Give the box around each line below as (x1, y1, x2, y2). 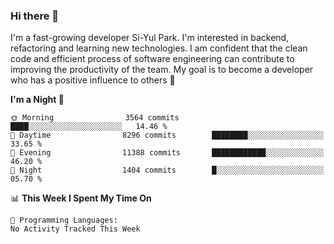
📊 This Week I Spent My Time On (10, 192, 152, 204)
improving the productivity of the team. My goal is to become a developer (10, 64, 314, 76)
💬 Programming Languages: (10, 215, 118, 226)
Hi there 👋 (10, 9, 60, 23)
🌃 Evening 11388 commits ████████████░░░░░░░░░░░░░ (10, 148, 325, 158)
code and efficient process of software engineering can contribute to (10, 53, 295, 65)
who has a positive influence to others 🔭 (10, 74, 176, 86)
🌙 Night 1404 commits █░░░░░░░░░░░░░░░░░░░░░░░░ (10, 165, 325, 176)
